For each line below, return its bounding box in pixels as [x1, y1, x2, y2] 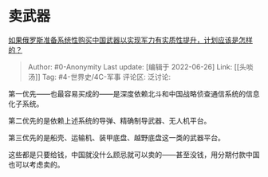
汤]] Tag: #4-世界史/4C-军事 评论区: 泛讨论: [27, 72, 171, 81]
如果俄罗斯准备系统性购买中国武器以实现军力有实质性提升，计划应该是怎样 [8, 35, 253, 45]
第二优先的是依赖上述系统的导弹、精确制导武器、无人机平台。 [8, 116, 211, 125]
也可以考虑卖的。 [8, 159, 65, 169]
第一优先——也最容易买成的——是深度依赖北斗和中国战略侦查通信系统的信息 [8, 88, 260, 98]
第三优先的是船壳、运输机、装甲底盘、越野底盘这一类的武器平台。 [8, 132, 225, 142]
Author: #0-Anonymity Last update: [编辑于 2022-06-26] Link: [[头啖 [27, 61, 254, 72]
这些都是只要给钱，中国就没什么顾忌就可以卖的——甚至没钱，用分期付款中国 [8, 149, 260, 159]
